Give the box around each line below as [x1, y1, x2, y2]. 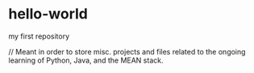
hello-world [8, 5, 89, 23]
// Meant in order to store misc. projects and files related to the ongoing [8, 47, 246, 56]
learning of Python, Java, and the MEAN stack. [8, 55, 164, 65]
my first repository [8, 31, 70, 41]
